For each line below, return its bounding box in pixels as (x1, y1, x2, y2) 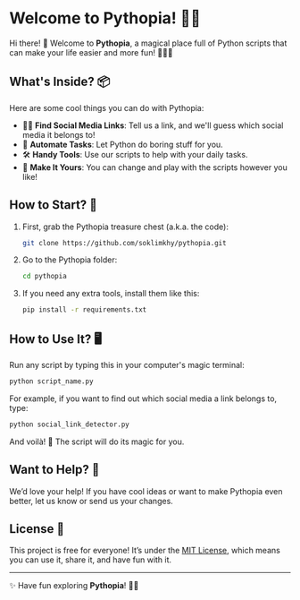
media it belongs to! (21, 129, 96, 140)
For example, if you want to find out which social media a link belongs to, (9, 393, 278, 404)
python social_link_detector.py (9, 420, 129, 429)
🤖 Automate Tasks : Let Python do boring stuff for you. (21, 139, 223, 150)
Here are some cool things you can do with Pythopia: (9, 102, 204, 113)
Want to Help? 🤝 (9, 462, 100, 477)
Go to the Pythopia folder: (21, 254, 118, 265)
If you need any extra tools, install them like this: (21, 288, 200, 299)
